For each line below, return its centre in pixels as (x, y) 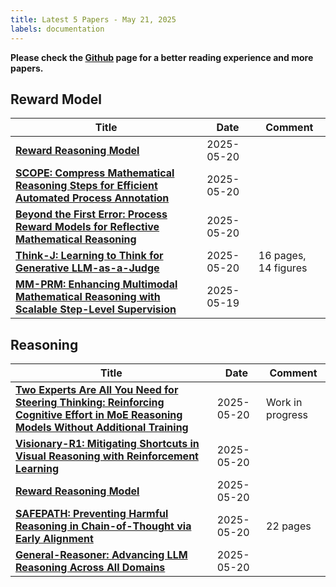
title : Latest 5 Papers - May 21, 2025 (93, 19)
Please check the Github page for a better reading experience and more (162, 57)
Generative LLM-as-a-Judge (87, 268)
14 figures (283, 268)
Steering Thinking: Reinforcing (90, 403)
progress (287, 415)
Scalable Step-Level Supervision (96, 309)
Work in (284, 403)
